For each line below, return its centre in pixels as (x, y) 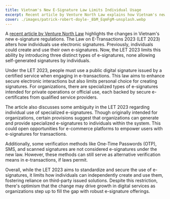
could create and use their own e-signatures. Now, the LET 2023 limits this (83, 50)
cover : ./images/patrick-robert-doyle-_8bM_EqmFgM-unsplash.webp (75, 19)
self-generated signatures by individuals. (48, 61)
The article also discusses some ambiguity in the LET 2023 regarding (78, 107)
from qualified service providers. (64, 97)
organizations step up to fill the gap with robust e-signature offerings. (78, 191)
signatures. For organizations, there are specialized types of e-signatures (82, 87)
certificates (17, 97)
